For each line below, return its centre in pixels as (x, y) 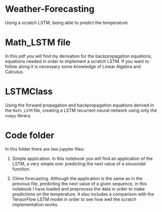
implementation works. (35, 204)
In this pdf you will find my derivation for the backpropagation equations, (79, 56)
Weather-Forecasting (50, 9)
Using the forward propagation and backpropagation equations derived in (80, 105)
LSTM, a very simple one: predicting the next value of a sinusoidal (79, 163)
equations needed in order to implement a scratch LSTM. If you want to (77, 61)
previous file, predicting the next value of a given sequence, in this (80, 184)
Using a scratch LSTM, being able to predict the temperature (67, 23)
